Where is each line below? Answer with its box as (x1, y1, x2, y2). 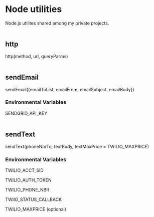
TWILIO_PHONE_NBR (5, 186, 49, 192)
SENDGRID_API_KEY (5, 110, 48, 116)
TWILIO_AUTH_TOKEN (5, 177, 52, 183)
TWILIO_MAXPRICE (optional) (5, 206, 67, 212)
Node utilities (5, 4, 62, 15)
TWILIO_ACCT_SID (5, 167, 44, 173)
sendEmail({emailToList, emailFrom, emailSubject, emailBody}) (5, 86, 134, 92)
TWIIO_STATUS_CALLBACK (5, 196, 62, 202)
